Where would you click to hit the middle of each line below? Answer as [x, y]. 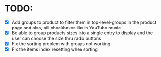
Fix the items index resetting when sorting [55, 49]
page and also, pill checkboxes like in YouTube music [66, 28]
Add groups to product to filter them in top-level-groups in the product [84, 22]
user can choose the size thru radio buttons [56, 39]
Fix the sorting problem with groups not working [61, 44]
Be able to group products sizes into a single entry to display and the [82, 33]
